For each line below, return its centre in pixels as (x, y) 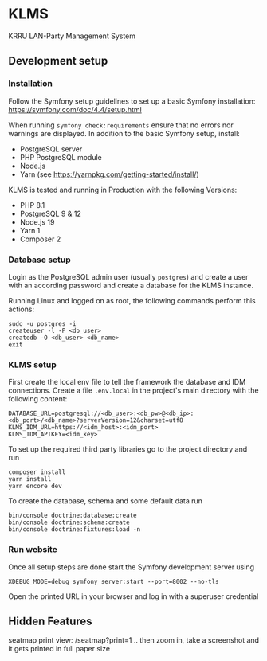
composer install (37, 472)
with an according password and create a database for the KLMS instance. (131, 285)
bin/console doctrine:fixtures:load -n (75, 530)
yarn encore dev (35, 487)
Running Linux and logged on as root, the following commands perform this (132, 300)
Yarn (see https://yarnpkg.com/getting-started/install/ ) (109, 174)
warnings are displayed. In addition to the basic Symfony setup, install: (124, 133)
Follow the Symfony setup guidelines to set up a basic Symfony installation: (132, 101)
